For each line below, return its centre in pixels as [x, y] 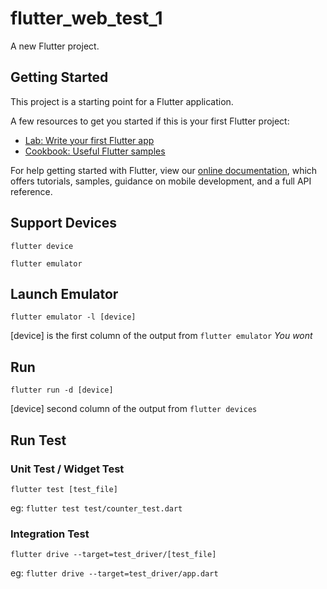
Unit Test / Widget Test [67, 469]
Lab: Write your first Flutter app [89, 140]
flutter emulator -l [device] [73, 317]
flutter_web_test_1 [86, 18]
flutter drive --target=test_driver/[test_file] [113, 555]
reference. [31, 191]
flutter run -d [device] [62, 390]
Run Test [38, 440]
